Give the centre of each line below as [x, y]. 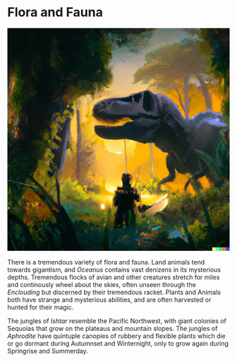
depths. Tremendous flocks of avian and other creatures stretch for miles [114, 277]
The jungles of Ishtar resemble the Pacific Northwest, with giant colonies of [117, 321]
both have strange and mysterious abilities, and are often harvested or [109, 299]
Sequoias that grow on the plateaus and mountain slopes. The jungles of [113, 328]
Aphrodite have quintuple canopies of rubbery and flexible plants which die [116, 336]
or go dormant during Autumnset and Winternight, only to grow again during [118, 343]
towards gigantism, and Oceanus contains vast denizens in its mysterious [114, 269]
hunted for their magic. [41, 307]
